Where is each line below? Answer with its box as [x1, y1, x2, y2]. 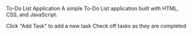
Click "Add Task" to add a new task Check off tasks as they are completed [6, 23, 187, 29]
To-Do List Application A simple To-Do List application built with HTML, [6, 5, 179, 12]
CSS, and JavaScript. [6, 11, 58, 18]
